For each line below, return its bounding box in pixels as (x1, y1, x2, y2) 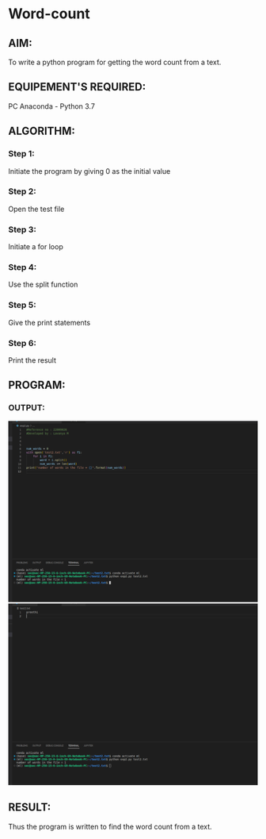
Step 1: (8, 148, 35, 160)
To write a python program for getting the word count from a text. (8, 57, 222, 67)
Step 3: (8, 224, 37, 235)
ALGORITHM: (8, 125, 75, 138)
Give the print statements (8, 318, 91, 327)
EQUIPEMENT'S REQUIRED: (8, 80, 146, 94)
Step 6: (8, 337, 37, 348)
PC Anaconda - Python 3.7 (8, 101, 95, 111)
